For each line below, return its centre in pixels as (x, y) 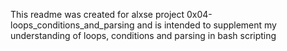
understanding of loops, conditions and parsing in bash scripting (143, 35)
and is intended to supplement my (206, 25)
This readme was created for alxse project (97, 14)
